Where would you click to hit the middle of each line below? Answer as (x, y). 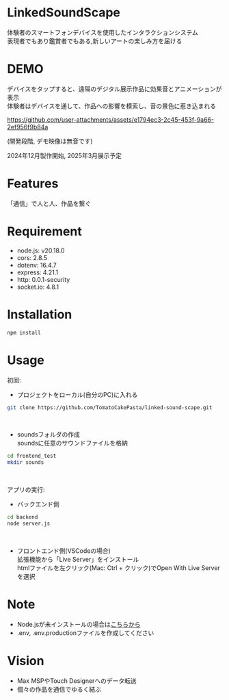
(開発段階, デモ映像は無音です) (50, 141)
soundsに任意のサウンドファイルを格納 (72, 443)
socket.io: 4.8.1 (38, 287)
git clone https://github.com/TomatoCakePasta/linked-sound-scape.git (110, 407)
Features (33, 184)
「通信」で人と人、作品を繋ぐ (49, 203)
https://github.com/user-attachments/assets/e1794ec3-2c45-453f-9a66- (110, 119)
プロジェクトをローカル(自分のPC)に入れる (77, 394)
